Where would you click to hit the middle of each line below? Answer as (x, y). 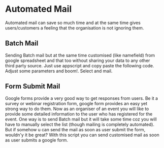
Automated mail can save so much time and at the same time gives (73, 23)
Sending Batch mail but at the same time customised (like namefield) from (80, 55)
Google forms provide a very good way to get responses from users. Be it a (82, 98)
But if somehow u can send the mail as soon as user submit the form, (75, 129)
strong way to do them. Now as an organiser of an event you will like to (77, 109)
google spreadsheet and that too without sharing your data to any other (78, 60)
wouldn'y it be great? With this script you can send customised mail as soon (82, 135)
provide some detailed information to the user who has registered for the (79, 114)
